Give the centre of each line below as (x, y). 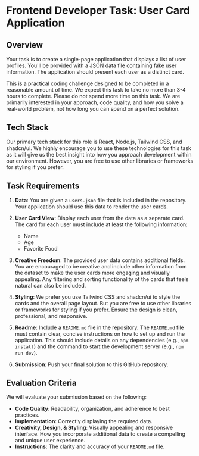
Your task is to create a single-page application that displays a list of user (96, 59)
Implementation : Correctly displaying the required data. (84, 421)
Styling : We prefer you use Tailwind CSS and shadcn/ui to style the (97, 297)
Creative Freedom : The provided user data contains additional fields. (100, 260)
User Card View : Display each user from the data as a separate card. (99, 218)
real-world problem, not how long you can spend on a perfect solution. (93, 109)
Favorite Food (41, 248)
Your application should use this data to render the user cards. (91, 207)
